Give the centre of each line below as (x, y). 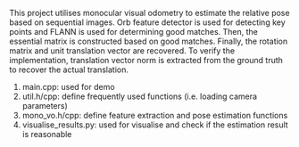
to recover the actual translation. (69, 69)
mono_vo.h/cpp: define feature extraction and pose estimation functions (155, 115)
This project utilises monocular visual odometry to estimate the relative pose (149, 13)
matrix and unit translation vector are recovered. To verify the (122, 51)
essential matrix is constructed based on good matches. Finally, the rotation (149, 41)
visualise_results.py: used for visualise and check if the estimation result (155, 125)
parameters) (45, 106)
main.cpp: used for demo (68, 87)
